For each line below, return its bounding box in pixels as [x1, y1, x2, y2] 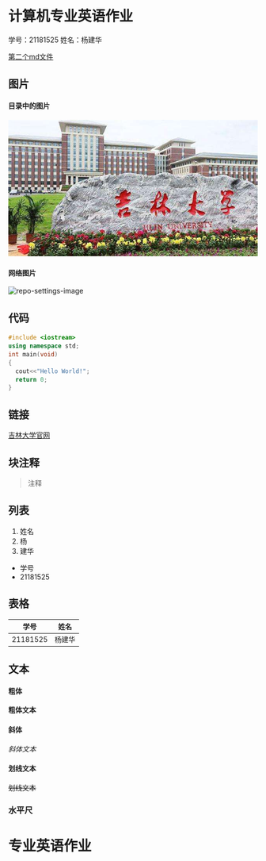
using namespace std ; [8, 342, 80, 350]
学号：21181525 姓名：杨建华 [8, 35, 103, 44]
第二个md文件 [8, 52, 54, 61]
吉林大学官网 [8, 430, 50, 440]
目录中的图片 [8, 101, 50, 110]
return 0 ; [15, 375, 47, 383]
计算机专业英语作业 [8, 7, 134, 25]
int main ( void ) [8, 350, 59, 358]
